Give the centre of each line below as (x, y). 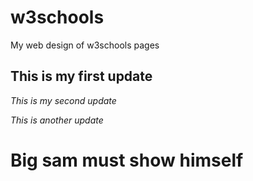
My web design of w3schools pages (85, 45)
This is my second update (63, 100)
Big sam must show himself (127, 160)
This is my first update (81, 76)
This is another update (57, 120)
